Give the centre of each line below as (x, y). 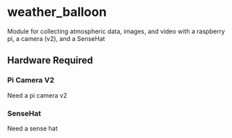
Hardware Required (50, 61)
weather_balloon (57, 12)
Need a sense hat (32, 128)
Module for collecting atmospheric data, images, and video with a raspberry (116, 31)
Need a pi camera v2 (37, 95)
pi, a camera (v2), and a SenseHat (56, 38)
